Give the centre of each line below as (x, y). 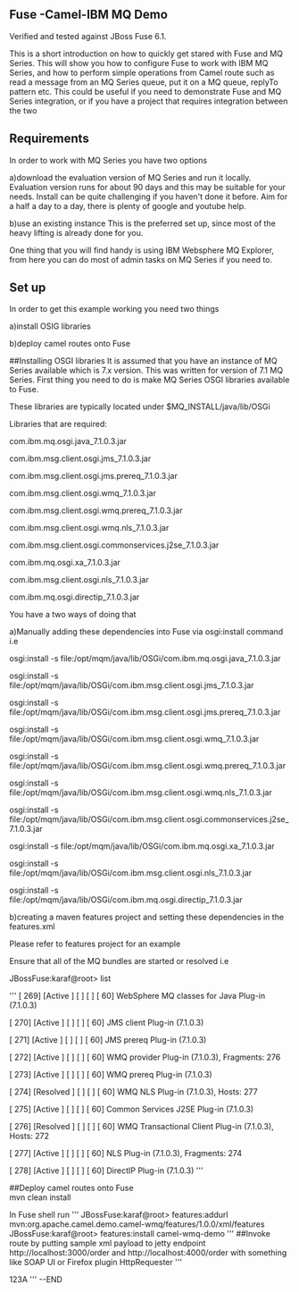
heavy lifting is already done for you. (76, 232)
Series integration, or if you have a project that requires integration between (149, 101)
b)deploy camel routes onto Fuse (70, 344)
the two (23, 110)
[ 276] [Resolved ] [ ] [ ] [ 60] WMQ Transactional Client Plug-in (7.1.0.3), (141, 1127)
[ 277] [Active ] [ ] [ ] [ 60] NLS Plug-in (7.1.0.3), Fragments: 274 (126, 1154)
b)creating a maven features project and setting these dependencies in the (146, 917)
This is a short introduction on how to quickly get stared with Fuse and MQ (146, 54)
